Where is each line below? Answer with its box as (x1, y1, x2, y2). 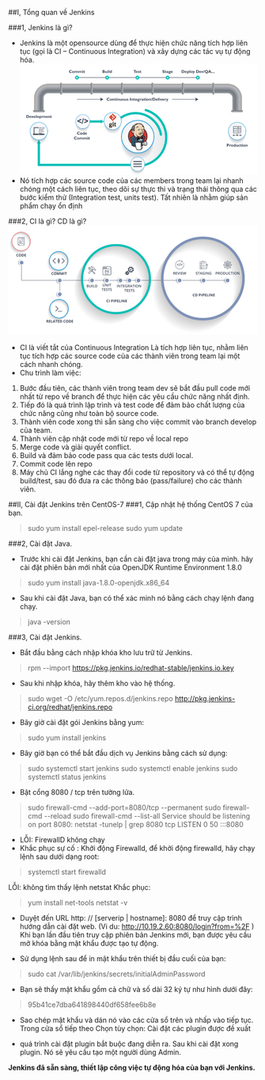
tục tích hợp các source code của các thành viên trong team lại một (19, 351, 240, 361)
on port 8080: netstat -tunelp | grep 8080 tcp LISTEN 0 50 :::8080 (27, 820, 244, 830)
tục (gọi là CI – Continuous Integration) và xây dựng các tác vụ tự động (19, 47, 251, 55)
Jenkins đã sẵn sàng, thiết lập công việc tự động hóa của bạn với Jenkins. (8, 1063, 256, 1073)
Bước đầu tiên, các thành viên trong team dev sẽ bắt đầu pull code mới (19, 384, 251, 393)
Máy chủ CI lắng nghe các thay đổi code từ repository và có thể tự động (19, 467, 255, 477)
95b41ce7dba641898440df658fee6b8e (27, 1000, 157, 1009)
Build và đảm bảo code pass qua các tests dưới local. (19, 451, 194, 460)
